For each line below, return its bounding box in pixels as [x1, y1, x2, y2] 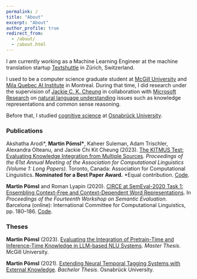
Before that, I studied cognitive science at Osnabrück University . [6, 111, 163, 119]
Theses [6, 222, 28, 231]
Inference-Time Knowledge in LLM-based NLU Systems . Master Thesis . [6, 242, 181, 250]
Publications [6, 126, 43, 134]
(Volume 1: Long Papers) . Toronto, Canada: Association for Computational [6, 165, 186, 172]
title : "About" [6, 14, 44, 20]
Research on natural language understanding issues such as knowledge [6, 94, 181, 101]
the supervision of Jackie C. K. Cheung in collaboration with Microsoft [6, 88, 176, 95]
